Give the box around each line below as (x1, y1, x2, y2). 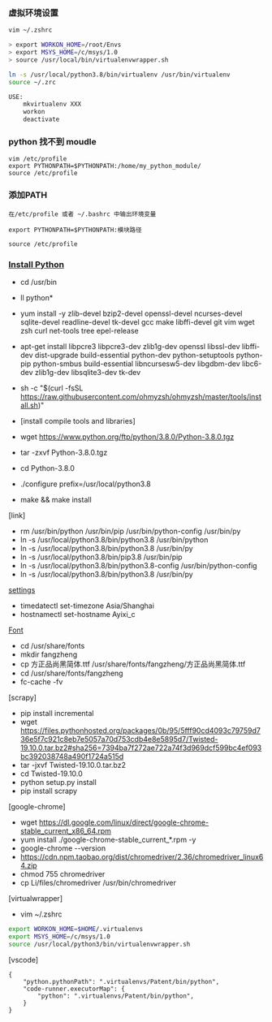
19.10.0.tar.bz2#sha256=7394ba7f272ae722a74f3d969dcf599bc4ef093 (19, 743, 262, 752)
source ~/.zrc (8, 78, 57, 86)
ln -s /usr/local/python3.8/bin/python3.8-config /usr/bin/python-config (19, 560, 257, 570)
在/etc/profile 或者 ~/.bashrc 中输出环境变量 (8, 209, 157, 218)
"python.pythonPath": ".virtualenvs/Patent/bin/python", (23, 977, 220, 985)
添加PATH (8, 189, 47, 201)
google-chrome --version (19, 843, 106, 853)
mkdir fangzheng (19, 649, 78, 659)
